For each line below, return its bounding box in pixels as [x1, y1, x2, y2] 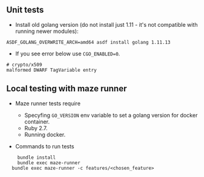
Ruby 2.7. [24, 124, 48, 131]
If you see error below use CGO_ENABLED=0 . [15, 50, 120, 57]
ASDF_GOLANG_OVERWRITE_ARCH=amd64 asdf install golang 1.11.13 [6, 39, 171, 45]
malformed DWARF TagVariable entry [6, 67, 97, 73]
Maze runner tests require [15, 100, 81, 107]
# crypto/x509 [6, 61, 43, 68]
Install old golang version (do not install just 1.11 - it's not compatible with [15, 21, 198, 28]
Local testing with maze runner [6, 83, 127, 94]
